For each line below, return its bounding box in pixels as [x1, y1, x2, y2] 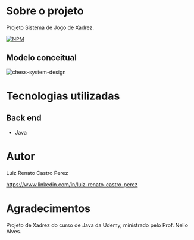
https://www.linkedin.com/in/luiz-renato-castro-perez [6, 180, 138, 188]
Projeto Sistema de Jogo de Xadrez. [6, 24, 94, 31]
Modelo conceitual [6, 52, 77, 63]
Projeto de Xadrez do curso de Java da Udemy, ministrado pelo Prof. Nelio [6, 222, 189, 229]
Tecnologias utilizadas [6, 89, 120, 102]
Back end [6, 113, 42, 123]
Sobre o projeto [6, 4, 84, 18]
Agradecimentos [6, 201, 91, 215]
